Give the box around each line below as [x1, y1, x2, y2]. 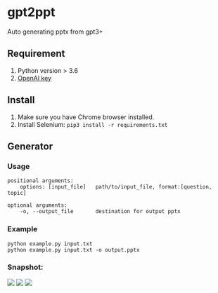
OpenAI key [17, 74, 51, 82]
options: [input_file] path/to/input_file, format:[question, [20, 184, 212, 191]
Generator [7, 140, 53, 152]
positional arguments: [7, 177, 74, 184]
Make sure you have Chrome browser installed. [17, 113, 155, 121]
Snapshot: [7, 262, 44, 272]
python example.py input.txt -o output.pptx [7, 246, 140, 253]
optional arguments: [7, 202, 68, 209]
